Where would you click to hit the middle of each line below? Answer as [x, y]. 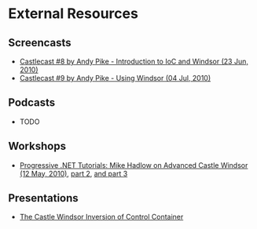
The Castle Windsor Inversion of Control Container [101, 217]
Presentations [43, 198]
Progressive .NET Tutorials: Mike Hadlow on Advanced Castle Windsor [134, 165]
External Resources [73, 14]
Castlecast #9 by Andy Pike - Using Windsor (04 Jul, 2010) [115, 78]
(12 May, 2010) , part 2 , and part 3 [73, 173]
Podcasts [32, 103]
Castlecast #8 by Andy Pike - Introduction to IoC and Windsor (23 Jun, [134, 61]
